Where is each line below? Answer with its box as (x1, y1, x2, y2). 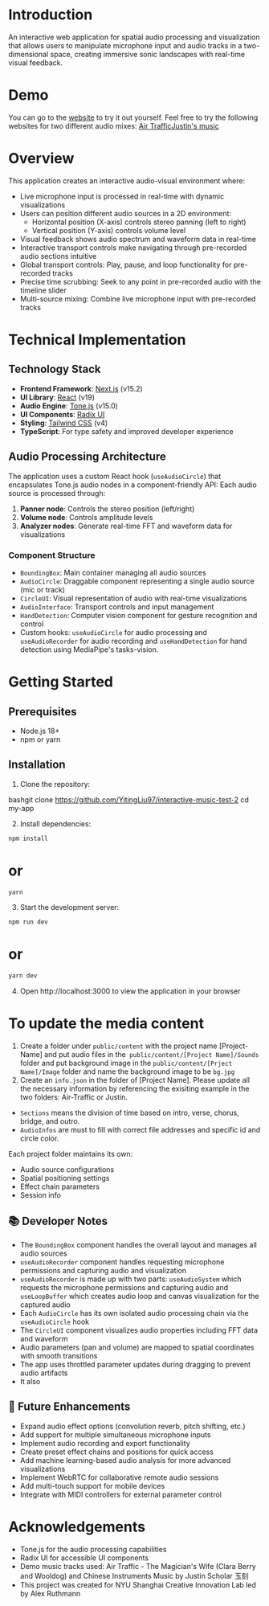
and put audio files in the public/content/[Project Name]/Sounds (43, 1050, 259, 1059)
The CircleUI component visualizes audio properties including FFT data (19, 1325, 259, 1335)
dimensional (8, 49, 49, 59)
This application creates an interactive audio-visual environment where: (8, 175, 246, 186)
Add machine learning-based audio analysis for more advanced (19, 1455, 231, 1465)
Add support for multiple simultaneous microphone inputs (19, 1429, 211, 1440)
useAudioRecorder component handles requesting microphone (19, 1256, 225, 1267)
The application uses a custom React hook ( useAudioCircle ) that (8, 471, 222, 481)
